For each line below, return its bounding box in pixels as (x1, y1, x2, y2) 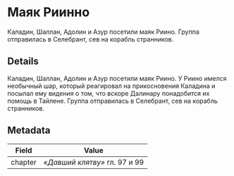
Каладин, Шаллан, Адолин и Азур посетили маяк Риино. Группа (7, 27, 199, 36)
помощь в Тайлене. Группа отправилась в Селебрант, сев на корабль (7, 96, 218, 105)
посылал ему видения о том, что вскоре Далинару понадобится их (7, 89, 210, 97)
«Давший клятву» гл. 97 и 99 (43, 157, 144, 167)
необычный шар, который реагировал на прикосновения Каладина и (7, 82, 216, 90)
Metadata (7, 125, 51, 137)
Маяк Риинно (7, 4, 90, 20)
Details (7, 56, 39, 68)
